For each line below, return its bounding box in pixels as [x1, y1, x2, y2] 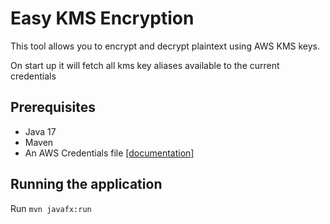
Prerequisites [10, 99, 96, 116]
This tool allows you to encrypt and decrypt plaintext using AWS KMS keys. [10, 40, 321, 52]
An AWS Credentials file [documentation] [24, 147, 195, 159]
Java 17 [24, 125, 57, 137]
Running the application [10, 176, 163, 193]
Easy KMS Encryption [10, 7, 195, 30]
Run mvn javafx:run [10, 202, 92, 214]
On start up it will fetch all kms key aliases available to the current [10, 59, 280, 71]
